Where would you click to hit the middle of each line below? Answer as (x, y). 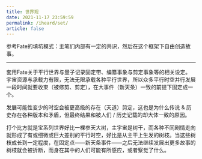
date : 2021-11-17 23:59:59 (40, 17)
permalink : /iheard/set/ (37, 23)
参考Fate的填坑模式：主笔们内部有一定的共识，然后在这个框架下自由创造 (96, 46)
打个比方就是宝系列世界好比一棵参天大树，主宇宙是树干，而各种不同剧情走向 (101, 128)
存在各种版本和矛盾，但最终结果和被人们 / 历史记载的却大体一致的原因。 (101, 115)
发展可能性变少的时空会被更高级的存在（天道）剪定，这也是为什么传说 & (96, 107)
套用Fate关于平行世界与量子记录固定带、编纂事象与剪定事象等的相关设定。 (99, 72)
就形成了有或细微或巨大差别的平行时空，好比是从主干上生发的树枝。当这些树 (101, 135)
